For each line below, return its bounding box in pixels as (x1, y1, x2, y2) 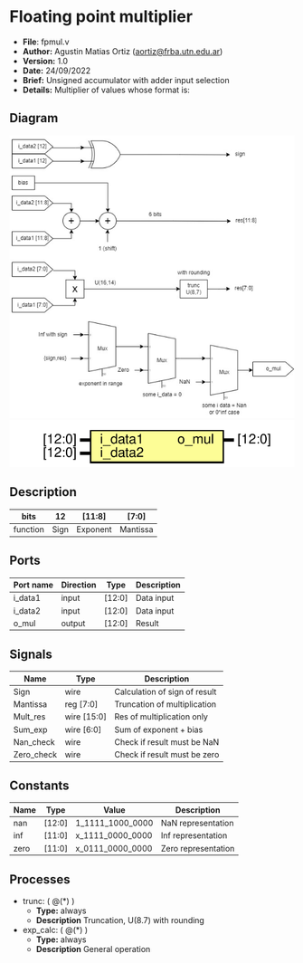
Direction (61, 579, 97, 590)
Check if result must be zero (114, 749, 220, 760)
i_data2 (13, 605, 41, 616)
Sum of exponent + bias (114, 724, 204, 735)
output (61, 617, 86, 628)
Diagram (9, 110, 59, 126)
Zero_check (13, 749, 57, 760)
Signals (9, 646, 52, 662)
